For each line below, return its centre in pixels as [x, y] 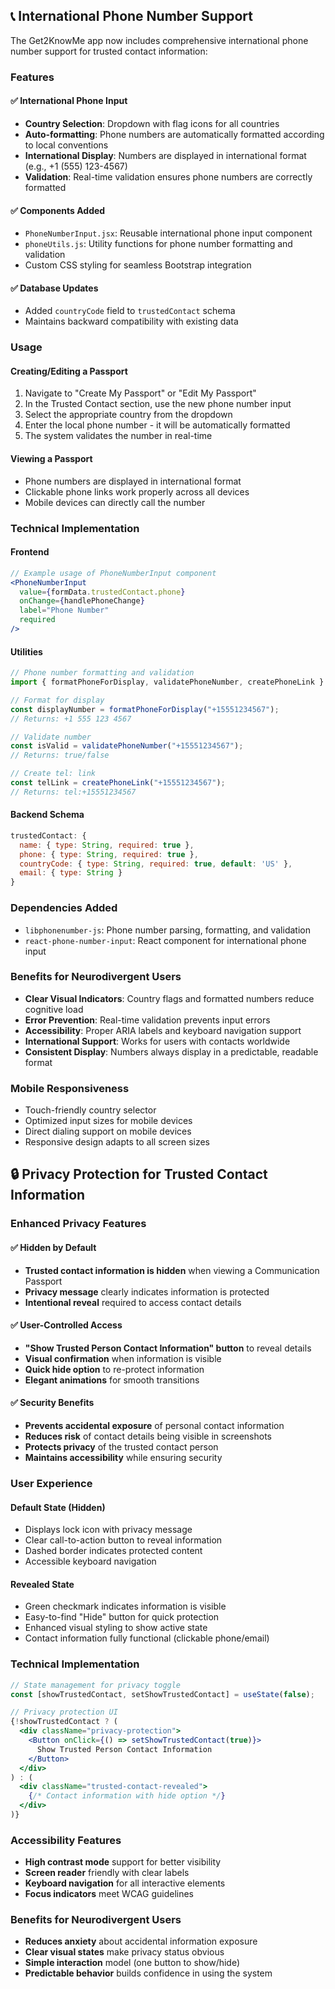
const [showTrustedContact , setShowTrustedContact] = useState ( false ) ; [162, 1694]
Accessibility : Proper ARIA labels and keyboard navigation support [163, 1030]
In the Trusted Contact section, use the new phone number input [158, 404]
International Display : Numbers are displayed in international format [165, 155]
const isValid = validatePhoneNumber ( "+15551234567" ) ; [127, 746]
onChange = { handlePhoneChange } [82, 601]
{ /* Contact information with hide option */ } [127, 1796]
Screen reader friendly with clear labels [107, 1873]
